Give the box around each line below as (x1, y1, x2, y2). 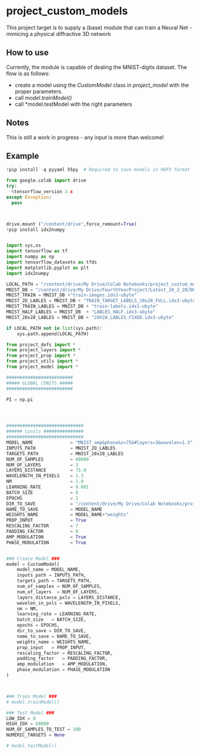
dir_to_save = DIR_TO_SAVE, (17, 628, 86, 634)
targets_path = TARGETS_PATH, (17, 578, 92, 584)
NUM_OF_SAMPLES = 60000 (6, 456, 89, 462)
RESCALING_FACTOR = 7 (6, 523, 79, 529)
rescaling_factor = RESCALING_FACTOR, (17, 650, 113, 656)
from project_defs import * (6, 342, 76, 348)
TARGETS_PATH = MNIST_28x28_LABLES (6, 450, 124, 456)
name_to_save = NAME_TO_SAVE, (17, 633, 92, 639)
